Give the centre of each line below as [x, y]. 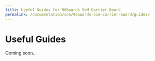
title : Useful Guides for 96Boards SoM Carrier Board [63, 10]
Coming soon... [21, 53]
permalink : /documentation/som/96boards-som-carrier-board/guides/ [78, 14]
